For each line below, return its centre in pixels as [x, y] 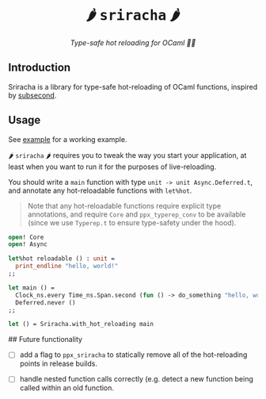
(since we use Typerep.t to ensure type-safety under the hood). [132, 222]
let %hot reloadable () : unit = [61, 259]
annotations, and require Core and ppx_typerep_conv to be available [137, 214]
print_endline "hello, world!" [67, 267]
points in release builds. [58, 364]
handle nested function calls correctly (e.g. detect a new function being [136, 379]
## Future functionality [46, 340]
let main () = [32, 288]
